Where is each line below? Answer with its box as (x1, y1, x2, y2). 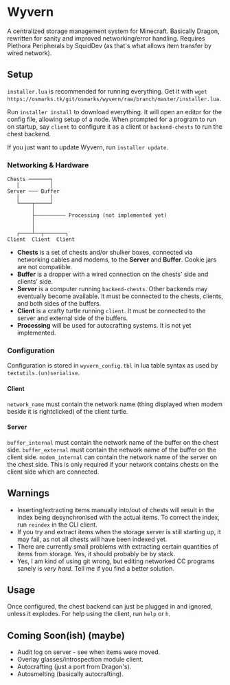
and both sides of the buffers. (16, 299, 102, 308)
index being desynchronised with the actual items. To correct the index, (16, 513, 220, 521)
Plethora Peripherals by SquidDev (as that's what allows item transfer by (7, 41, 211, 50)
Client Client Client (7, 236, 76, 243)
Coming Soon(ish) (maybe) (7, 629, 125, 641)
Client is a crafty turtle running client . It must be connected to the (16, 307, 206, 315)
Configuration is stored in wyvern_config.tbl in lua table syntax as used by (7, 361, 218, 370)
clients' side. (16, 277, 54, 286)
